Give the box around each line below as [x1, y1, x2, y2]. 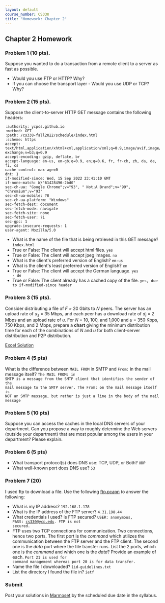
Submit [5, 581, 23, 588]
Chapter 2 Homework [5, 35, 72, 43]
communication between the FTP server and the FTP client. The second [12, 538, 158, 544]
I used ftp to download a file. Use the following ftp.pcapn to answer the [5, 489, 149, 494]
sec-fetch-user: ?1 [5, 215, 45, 220]
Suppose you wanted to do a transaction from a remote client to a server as [5, 61, 158, 67]
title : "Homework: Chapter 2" [5, 16, 67, 21]
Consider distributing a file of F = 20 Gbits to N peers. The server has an [5, 305, 152, 311]
